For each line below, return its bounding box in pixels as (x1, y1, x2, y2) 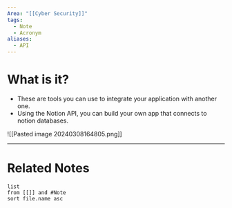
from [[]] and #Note (7, 189, 67, 196)
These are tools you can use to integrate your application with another (17, 94, 217, 103)
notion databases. (17, 116, 69, 125)
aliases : (7, 36, 32, 43)
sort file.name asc (7, 195, 64, 202)
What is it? (7, 72, 70, 87)
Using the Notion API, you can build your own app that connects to (17, 109, 207, 117)
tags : (7, 17, 23, 23)
